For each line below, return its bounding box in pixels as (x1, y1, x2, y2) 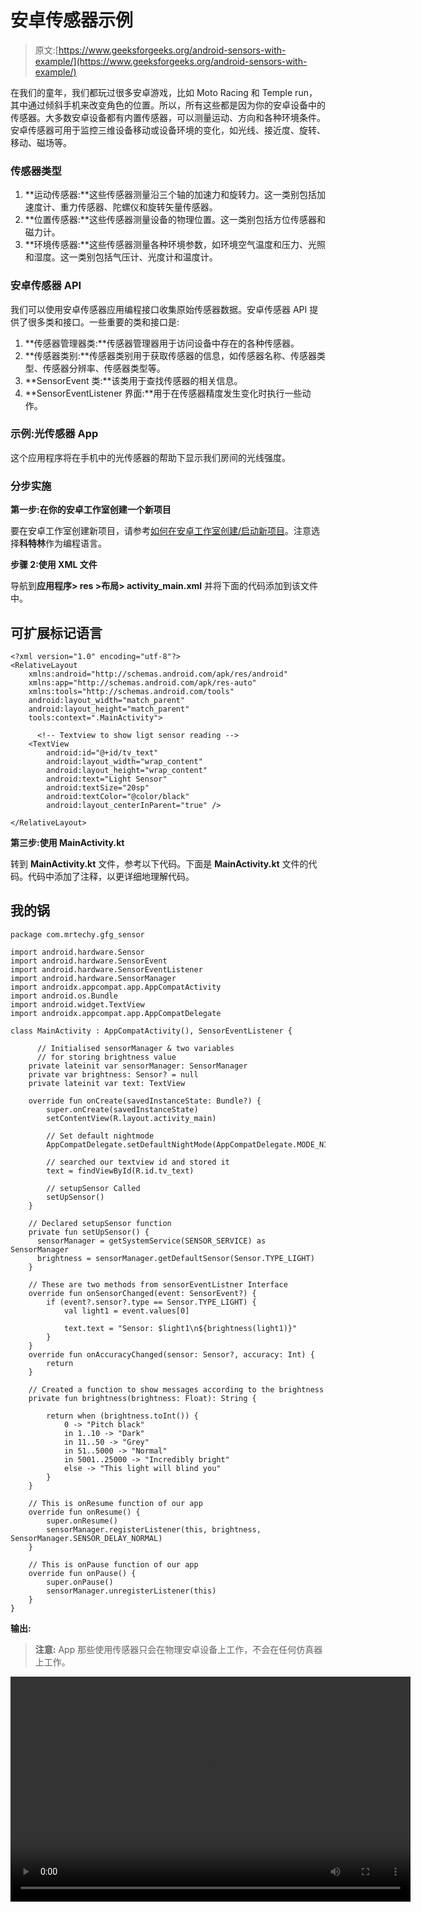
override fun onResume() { (28, 1507, 141, 1517)
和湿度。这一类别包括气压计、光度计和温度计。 (24, 251, 218, 263)
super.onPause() (46, 1577, 114, 1587)
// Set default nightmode (46, 1131, 155, 1141)
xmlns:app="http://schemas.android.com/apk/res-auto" (28, 677, 257, 688)
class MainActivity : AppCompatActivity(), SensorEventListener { (10, 1026, 293, 1036)
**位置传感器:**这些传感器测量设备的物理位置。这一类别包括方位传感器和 (24, 214, 326, 226)
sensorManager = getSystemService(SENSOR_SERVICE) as (36, 1236, 267, 1246)
